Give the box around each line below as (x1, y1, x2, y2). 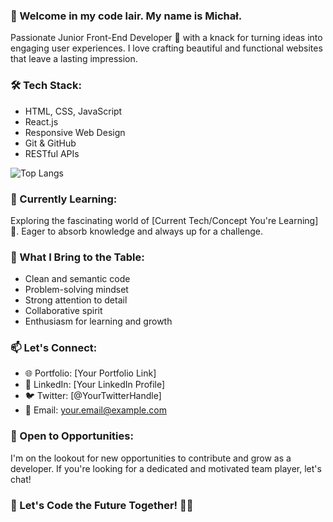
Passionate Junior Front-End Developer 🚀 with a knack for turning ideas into (10, 32, 323, 44)
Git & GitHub (24, 137, 77, 149)
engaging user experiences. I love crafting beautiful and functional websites (10, 42, 323, 54)
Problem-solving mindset (24, 284, 129, 296)
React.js (24, 115, 59, 128)
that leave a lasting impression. (10, 53, 138, 65)
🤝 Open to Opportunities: (10, 429, 134, 443)
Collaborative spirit (24, 305, 103, 317)
